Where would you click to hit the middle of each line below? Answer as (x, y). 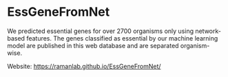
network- (208, 31)
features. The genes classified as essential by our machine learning (122, 38)
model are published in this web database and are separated (93, 45)
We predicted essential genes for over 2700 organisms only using (101, 31)
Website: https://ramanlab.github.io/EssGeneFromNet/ (84, 66)
